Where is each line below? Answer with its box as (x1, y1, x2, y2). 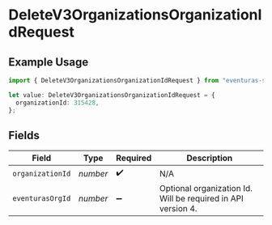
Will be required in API (159, 193, 244, 204)
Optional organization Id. (159, 183, 253, 194)
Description (186, 152, 233, 163)
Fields (8, 128, 40, 142)
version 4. (159, 203, 198, 214)
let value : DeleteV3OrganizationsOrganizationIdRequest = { (8, 91, 216, 99)
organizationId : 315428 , (15, 99, 100, 107)
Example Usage (8, 55, 89, 69)
